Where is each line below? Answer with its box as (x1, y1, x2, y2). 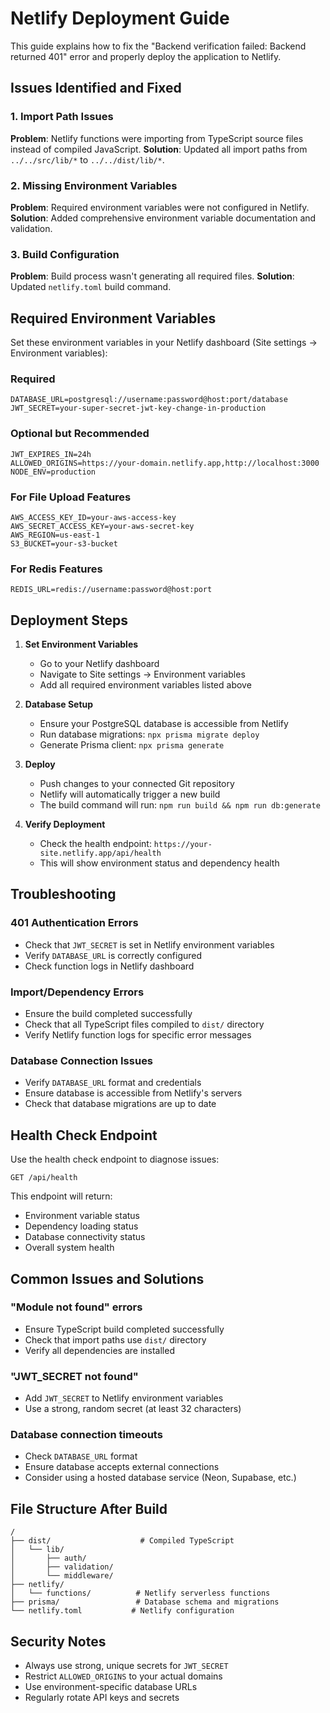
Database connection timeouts (10, 1428, 163, 1442)
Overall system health (24, 1242, 115, 1254)
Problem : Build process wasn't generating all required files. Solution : (10, 270, 295, 282)
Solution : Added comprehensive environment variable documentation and (10, 212, 317, 224)
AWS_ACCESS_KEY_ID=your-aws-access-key (10, 512, 177, 522)
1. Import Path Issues (10, 110, 114, 124)
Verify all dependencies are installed (24, 1344, 175, 1356)
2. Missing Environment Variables (10, 178, 178, 192)
